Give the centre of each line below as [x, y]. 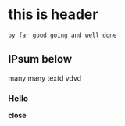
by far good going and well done [62, 35]
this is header [53, 14]
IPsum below [40, 59]
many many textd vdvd [45, 78]
